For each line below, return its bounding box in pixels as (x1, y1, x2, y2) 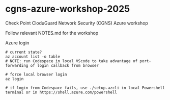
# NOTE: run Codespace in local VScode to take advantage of (5, 58, 138, 64)
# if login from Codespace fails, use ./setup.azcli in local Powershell (5, 85, 165, 90)
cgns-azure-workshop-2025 (5, 3, 130, 15)
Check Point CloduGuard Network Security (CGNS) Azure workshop (5, 20, 149, 26)
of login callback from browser (30, 63, 99, 68)
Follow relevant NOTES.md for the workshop (5, 30, 99, 36)
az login (5, 76, 24, 82)
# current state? (5, 49, 42, 55)
